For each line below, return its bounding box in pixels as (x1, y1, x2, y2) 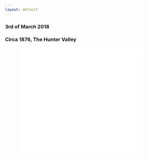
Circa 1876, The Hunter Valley (5, 36, 77, 43)
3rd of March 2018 (5, 23, 50, 30)
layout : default (5, 7, 38, 12)
